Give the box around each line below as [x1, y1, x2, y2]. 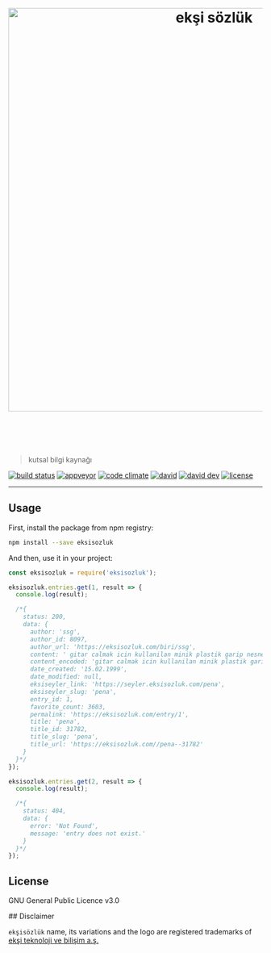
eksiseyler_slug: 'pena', [29, 688, 117, 696]
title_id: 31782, [29, 725, 89, 734]
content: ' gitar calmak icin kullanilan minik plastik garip [29, 650, 244, 658]
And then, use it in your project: [8, 553, 113, 562]
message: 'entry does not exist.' [29, 830, 147, 838]
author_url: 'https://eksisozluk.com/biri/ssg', [29, 642, 197, 651]
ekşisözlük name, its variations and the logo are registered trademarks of [8, 927, 252, 937]
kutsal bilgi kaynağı [27, 454, 93, 464]
